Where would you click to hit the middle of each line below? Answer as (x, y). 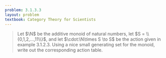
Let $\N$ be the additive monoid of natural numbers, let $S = (81, 34)
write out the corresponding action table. (60, 50)
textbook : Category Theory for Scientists (50, 19)
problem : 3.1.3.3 (23, 10)
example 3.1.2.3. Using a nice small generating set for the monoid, (86, 45)
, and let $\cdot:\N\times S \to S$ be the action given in (103, 39)
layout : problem (22, 15)
